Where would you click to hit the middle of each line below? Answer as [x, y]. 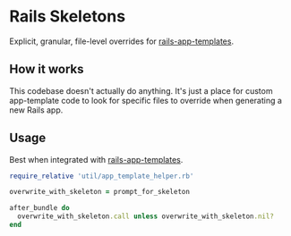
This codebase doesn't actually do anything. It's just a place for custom [141, 90]
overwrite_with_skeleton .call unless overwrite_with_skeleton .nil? [146, 216]
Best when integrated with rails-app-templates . [96, 159]
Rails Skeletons [68, 17]
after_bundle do [39, 208]
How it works [47, 69]
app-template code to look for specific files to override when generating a [145, 100]
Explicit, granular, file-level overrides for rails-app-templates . [122, 41]
